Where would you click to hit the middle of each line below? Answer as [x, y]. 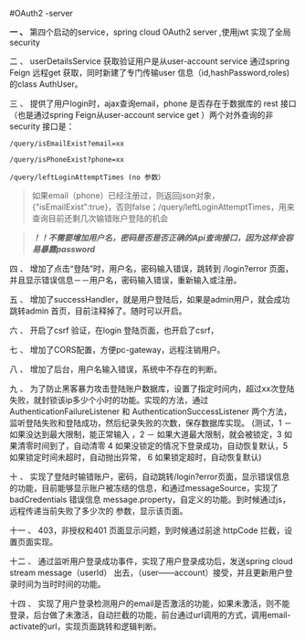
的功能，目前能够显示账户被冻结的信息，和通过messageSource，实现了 [144, 488]
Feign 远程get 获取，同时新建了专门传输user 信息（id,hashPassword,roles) [150, 73]
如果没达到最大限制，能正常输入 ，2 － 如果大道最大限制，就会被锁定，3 [146, 434]
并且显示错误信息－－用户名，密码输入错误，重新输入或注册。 [126, 280]
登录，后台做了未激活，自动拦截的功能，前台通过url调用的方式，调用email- [150, 615]
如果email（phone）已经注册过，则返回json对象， [126, 195]
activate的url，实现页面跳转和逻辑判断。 [85, 626]
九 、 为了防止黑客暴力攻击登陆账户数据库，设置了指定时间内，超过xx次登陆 [152, 389]
